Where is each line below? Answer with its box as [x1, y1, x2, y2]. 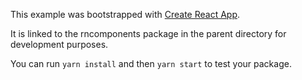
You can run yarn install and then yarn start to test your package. [10, 58, 292, 69]
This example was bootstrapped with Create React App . [10, 9, 241, 20]
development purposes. [10, 39, 109, 50]
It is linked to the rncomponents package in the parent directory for [10, 28, 287, 39]
